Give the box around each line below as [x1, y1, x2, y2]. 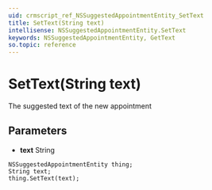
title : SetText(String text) [8, 19, 105, 27]
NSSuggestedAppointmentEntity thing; [8, 160, 133, 169]
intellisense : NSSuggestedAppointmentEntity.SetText [8, 26, 187, 34]
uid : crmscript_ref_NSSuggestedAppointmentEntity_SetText [8, 11, 204, 20]
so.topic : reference [8, 41, 77, 49]
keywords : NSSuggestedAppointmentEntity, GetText [8, 33, 176, 42]
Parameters [8, 124, 67, 138]
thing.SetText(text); [8, 174, 80, 182]
